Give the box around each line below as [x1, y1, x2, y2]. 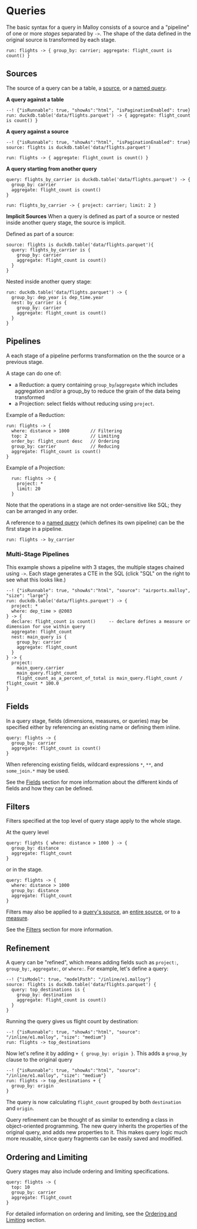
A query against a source [6, 128, 69, 135]
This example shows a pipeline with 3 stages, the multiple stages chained [6, 563, 184, 570]
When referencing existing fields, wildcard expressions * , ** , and [6, 761, 163, 768]
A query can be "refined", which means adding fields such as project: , [6, 959, 179, 966]
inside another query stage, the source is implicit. [6, 219, 126, 226]
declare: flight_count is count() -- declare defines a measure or [11, 618, 191, 625]
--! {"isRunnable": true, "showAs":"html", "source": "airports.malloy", [6, 587, 191, 593]
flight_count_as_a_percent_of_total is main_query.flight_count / [16, 675, 183, 681]
